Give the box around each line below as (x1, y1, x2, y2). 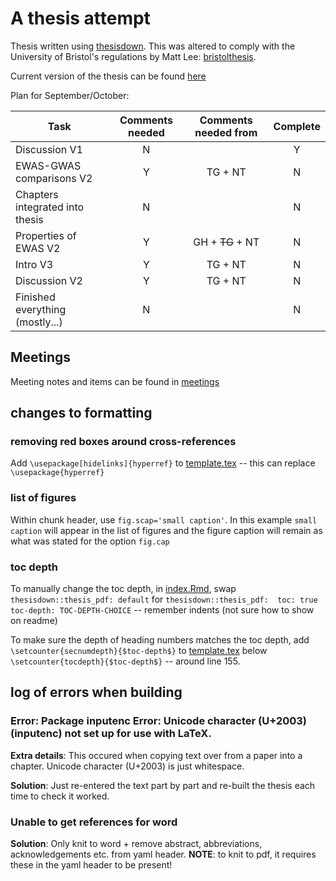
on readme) (10, 615, 58, 627)
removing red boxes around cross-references (10, 435, 237, 449)
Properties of (15, 228, 77, 242)
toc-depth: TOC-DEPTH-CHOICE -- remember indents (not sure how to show (10, 604, 315, 616)
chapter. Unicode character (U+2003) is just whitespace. (10, 760, 245, 772)
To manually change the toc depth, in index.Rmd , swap (10, 583, 237, 595)
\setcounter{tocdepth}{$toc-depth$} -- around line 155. (10, 655, 241, 667)
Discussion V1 (15, 142, 83, 156)
